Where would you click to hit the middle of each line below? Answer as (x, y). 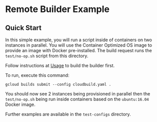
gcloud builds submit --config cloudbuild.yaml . (58, 84)
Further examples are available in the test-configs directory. (68, 114)
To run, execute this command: (37, 75)
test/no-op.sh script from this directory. (47, 56)
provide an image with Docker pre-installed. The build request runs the (78, 50)
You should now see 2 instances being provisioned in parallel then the (78, 94)
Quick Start (23, 28)
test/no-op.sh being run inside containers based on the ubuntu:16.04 (77, 99)
